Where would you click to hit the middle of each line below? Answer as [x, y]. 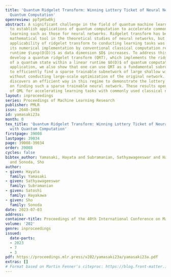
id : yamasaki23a [22, 115]
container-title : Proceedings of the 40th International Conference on [83, 219]
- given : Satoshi [24, 191]
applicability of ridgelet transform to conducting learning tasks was [88, 43]
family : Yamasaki [28, 176]
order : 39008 [19, 148]
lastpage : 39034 [22, 138]
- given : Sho [19, 200]
